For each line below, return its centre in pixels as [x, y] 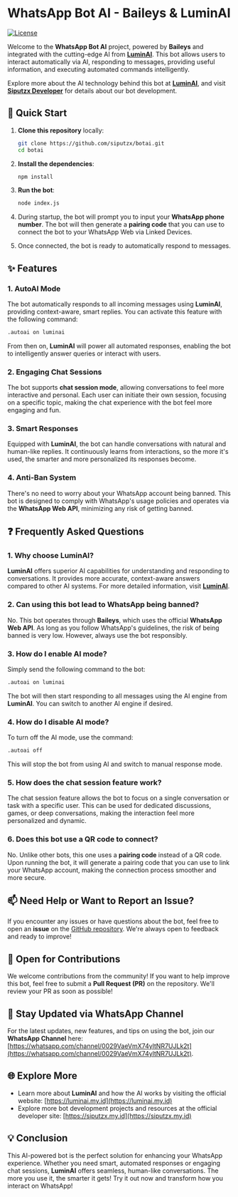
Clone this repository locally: [61, 130]
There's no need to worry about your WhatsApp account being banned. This [119, 493]
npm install [35, 177]
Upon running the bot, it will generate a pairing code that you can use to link [119, 862]
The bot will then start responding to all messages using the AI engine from [117, 695]
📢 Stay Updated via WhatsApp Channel [96, 1014]
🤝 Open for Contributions [64, 959]
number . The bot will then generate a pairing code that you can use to [121, 224]
